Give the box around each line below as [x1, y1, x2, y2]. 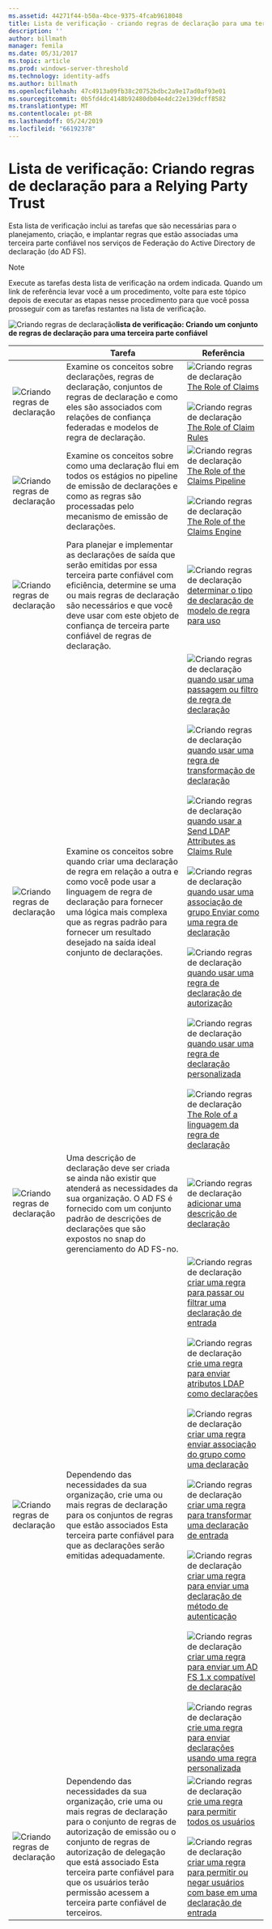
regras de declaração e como [66, 391, 178, 402]
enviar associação [187, 1438, 257, 1450]
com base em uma [187, 1887, 257, 1898]
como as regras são [66, 491, 142, 502]
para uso [187, 614, 221, 626]
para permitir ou [187, 1867, 249, 1878]
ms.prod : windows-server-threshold [8, 65, 129, 73]
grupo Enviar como [187, 906, 260, 917]
